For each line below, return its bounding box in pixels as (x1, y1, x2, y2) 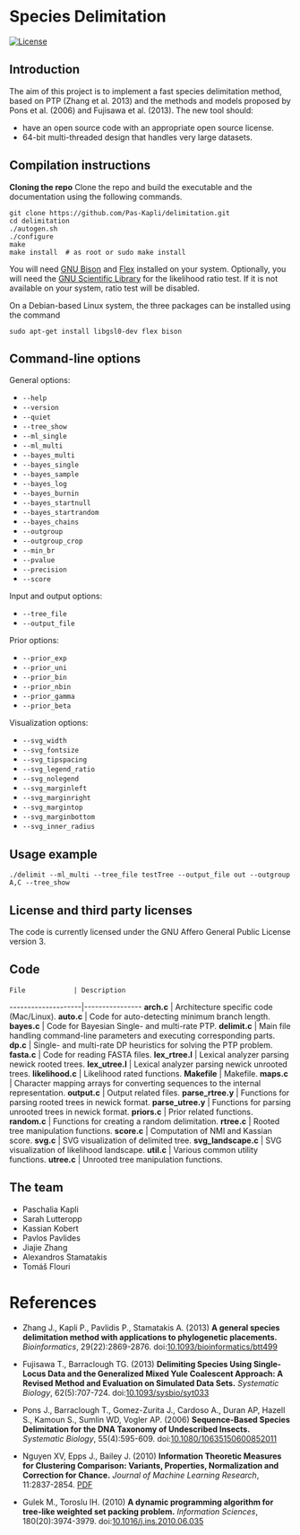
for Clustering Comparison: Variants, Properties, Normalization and (21, 1460, 279, 1470)
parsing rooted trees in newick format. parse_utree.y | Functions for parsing (9, 1096, 291, 1107)
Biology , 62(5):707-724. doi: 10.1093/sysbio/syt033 (21, 1387, 210, 1398)
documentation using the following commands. (9, 191, 183, 202)
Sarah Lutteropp (21, 1213, 82, 1224)
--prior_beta (21, 702, 72, 711)
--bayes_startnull (21, 499, 91, 508)
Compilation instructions (9, 158, 150, 173)
